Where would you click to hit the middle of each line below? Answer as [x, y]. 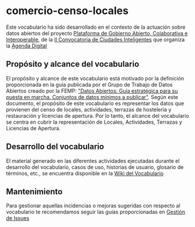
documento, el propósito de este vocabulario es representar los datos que [95, 103]
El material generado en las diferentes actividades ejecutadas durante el [93, 161]
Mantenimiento [34, 192]
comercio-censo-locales [67, 11]
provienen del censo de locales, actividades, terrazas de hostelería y [89, 109]
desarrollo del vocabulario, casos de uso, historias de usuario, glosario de [95, 167]
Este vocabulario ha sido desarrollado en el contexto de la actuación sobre [96, 27]
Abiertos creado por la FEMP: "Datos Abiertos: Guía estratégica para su [92, 91]
